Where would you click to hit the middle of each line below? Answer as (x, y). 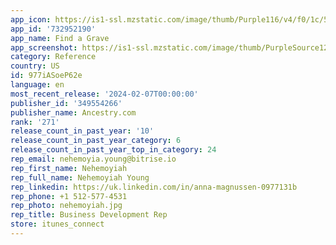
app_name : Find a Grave (60, 38)
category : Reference (53, 57)
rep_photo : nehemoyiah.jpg (66, 206)
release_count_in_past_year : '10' (82, 131)
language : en (37, 85)
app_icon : (31, 19)
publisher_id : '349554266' (66, 103)
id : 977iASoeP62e (46, 76)
